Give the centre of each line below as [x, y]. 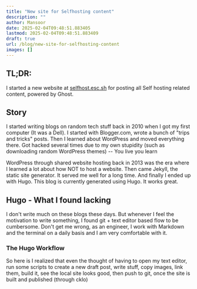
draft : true [21, 39]
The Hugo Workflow [35, 248]
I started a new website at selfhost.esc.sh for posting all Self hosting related [98, 88]
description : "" [26, 17]
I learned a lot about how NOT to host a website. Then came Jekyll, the [92, 169]
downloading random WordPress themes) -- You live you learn [82, 152]
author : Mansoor [26, 22]
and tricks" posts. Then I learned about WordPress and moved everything [95, 139]
